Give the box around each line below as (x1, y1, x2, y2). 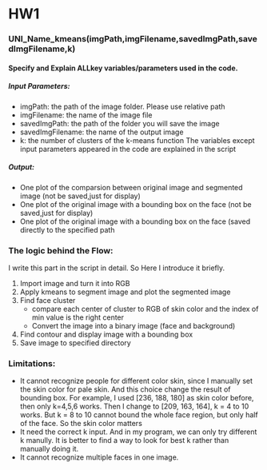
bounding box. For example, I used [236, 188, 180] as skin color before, (19, 393, 254, 403)
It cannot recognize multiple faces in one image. (19, 452, 179, 462)
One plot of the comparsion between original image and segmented (19, 182, 243, 192)
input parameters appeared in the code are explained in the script (19, 144, 237, 153)
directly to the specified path (19, 225, 115, 234)
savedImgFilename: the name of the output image (19, 127, 184, 137)
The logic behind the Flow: (8, 245, 114, 256)
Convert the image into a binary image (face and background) (31, 321, 236, 330)
